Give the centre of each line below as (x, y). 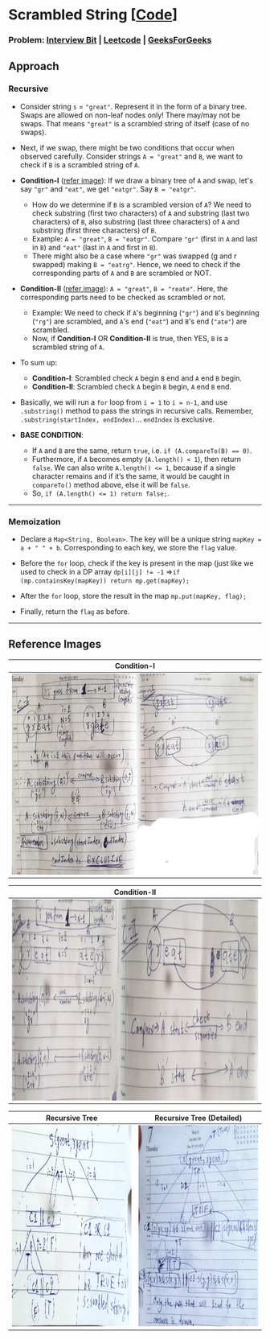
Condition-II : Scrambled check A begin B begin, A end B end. (131, 386)
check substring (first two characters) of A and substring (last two (141, 213)
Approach (34, 66)
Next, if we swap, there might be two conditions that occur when (127, 147)
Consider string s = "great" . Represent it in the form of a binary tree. (133, 106)
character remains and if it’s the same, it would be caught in (131, 476)
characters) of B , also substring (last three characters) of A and (135, 221)
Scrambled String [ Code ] (93, 15)
